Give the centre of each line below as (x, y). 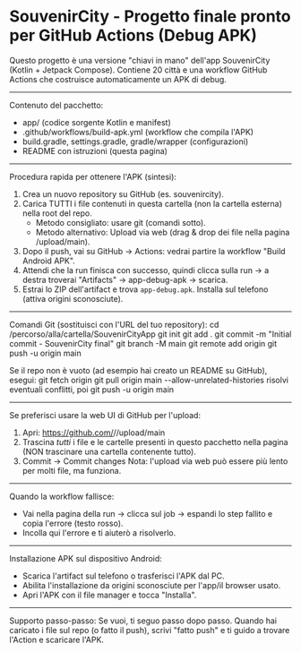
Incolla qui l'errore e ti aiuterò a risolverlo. (99, 532)
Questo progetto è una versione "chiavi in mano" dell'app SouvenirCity (140, 60)
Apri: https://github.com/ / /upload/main (94, 433)
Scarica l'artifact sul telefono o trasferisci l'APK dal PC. (123, 576)
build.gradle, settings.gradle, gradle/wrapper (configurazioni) (135, 142)
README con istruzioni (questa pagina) (95, 150)
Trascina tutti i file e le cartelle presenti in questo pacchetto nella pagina (155, 442)
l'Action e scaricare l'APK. (57, 639)
